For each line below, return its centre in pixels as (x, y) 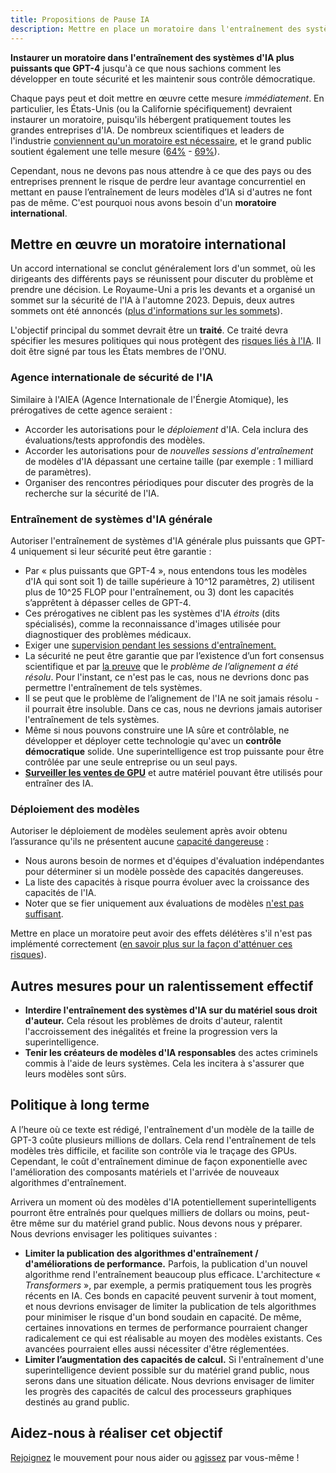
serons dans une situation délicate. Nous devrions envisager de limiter (169, 1380)
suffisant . (44, 914)
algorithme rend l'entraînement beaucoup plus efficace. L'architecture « (173, 1274)
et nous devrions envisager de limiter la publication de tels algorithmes (170, 1306)
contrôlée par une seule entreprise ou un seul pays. (131, 762)
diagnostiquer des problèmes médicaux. (108, 634)
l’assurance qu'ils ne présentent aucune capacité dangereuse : (139, 842)
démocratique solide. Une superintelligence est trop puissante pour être (174, 751)
